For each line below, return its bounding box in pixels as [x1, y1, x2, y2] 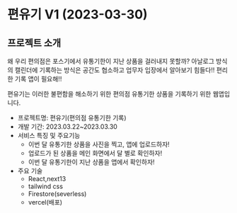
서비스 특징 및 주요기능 [17, 132, 81, 139]
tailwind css [28, 182, 64, 190]
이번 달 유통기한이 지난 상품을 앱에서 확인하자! [28, 158, 155, 166]
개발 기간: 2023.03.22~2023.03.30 [17, 122, 118, 131]
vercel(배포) [28, 198, 62, 206]
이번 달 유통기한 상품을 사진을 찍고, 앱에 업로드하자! [28, 140, 170, 149]
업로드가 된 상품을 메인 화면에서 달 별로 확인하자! [28, 149, 163, 157]
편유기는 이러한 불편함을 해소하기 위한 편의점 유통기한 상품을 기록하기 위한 [7, 90, 212, 98]
